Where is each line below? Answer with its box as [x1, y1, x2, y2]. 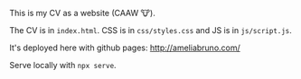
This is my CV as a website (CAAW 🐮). [9, 8, 155, 18]
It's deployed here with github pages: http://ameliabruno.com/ [9, 42, 241, 53]
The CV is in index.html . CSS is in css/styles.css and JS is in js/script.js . [9, 25, 292, 35]
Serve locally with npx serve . [9, 60, 117, 70]
